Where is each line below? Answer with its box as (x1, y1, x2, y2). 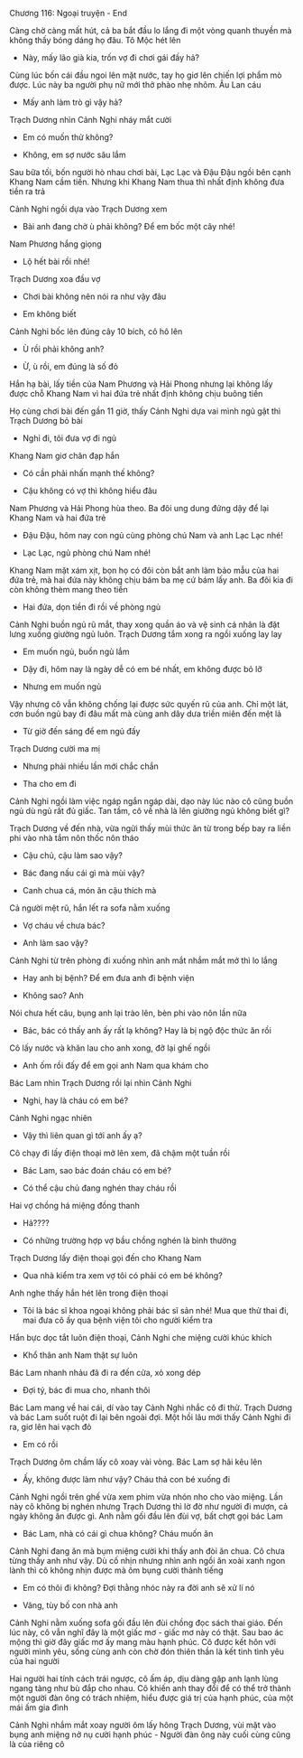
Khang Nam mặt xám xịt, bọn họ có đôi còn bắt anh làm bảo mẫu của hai (9, 565, 280, 575)
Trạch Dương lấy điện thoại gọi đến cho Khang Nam (9, 1253, 202, 1263)
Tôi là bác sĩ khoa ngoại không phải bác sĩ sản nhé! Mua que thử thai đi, (22, 1305, 289, 1315)
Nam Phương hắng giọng (9, 238, 102, 249)
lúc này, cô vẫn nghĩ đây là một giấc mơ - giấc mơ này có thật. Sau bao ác (9, 1627, 284, 1638)
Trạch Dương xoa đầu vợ (9, 274, 101, 284)
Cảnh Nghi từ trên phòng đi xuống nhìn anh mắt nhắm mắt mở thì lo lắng (9, 955, 278, 966)
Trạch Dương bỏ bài (9, 416, 83, 425)
